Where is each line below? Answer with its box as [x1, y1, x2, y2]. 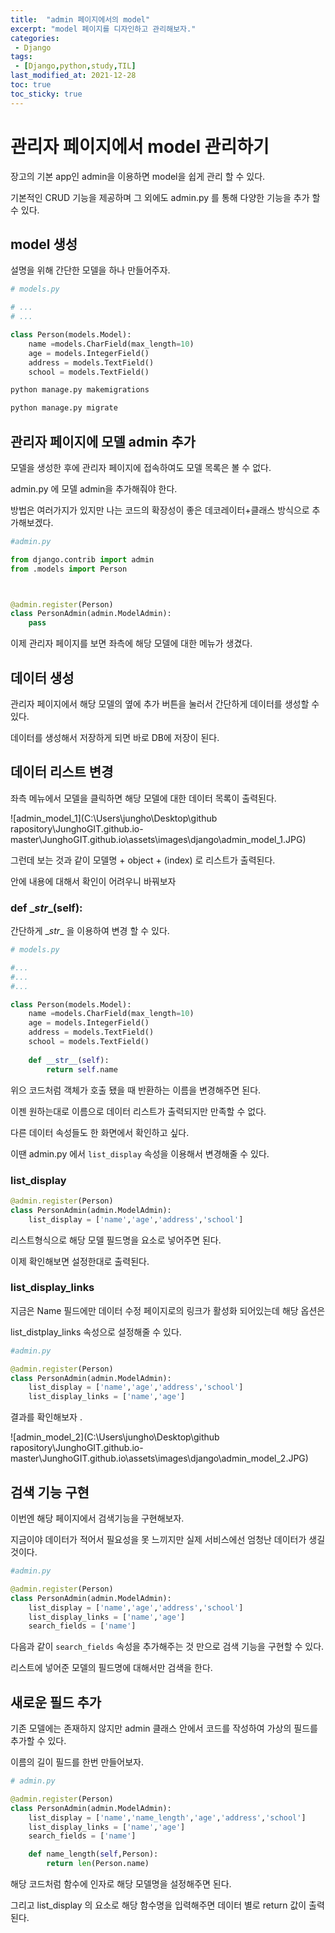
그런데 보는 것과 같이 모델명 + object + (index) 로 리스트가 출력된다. [10, 854, 276, 866]
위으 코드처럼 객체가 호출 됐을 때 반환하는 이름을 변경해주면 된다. [10, 1084, 262, 1096]
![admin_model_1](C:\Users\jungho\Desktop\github [10, 812, 218, 824]
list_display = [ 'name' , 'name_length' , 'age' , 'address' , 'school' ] [28, 1812, 307, 1823]
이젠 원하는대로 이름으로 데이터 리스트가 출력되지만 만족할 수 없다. [10, 1105, 267, 1117]
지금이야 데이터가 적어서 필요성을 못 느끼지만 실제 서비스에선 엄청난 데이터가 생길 [10, 1534, 326, 1546]
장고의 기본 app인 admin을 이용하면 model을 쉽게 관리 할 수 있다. [10, 170, 266, 182]
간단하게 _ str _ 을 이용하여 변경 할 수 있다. [10, 925, 170, 937]
